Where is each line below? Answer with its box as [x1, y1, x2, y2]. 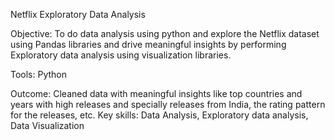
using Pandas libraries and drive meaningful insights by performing [10, 39, 287, 50]
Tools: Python [10, 69, 68, 80]
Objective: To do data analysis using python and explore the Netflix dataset [10, 28, 320, 39]
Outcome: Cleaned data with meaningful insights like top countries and [10, 88, 303, 99]
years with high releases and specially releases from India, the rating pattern [10, 99, 326, 110]
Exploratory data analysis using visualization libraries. [10, 49, 232, 61]
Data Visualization [10, 120, 85, 131]
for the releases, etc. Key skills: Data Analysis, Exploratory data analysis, [10, 109, 309, 121]
